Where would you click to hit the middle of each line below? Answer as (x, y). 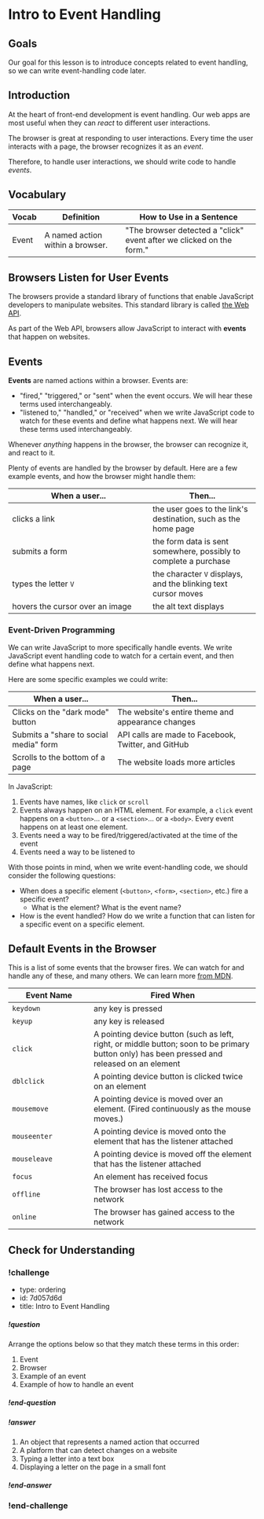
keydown (26, 1009)
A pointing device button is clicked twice (169, 1077)
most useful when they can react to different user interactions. (109, 123)
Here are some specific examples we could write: (88, 679)
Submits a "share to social (60, 735)
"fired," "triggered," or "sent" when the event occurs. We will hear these (136, 396)
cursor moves (178, 594)
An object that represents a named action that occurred (109, 1442)
